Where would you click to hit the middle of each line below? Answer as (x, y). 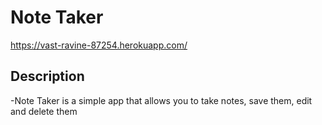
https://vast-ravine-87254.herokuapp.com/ (99, 45)
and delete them (44, 111)
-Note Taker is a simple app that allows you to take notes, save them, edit (161, 100)
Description (47, 76)
